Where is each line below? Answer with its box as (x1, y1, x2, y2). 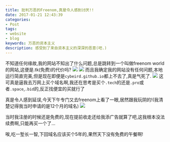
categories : (5, 17, 31, 22)
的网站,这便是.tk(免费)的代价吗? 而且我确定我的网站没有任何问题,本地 (5, 66, 163, 73)
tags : (5, 27, 17, 32)
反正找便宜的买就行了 (39, 85, 85, 92)
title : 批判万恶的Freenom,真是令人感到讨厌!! (5, 7, 94, 13)
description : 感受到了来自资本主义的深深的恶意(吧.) (5, 45, 107, 51)
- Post (5, 21, 19, 27)
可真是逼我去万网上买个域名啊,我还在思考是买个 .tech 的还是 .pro (5, 79, 140, 85)
